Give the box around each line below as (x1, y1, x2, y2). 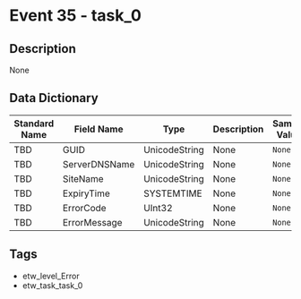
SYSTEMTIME (142, 187, 203, 200)
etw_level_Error (21, 270, 80, 281)
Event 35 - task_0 (9, 5, 142, 26)
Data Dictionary (9, 90, 99, 106)
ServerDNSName (62, 158, 135, 170)
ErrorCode (62, 201, 107, 214)
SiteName (62, 172, 105, 184)
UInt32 (142, 201, 173, 214)
